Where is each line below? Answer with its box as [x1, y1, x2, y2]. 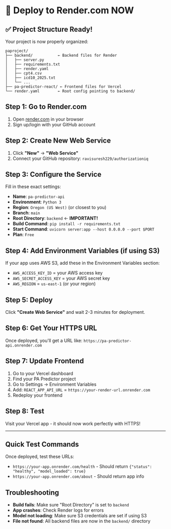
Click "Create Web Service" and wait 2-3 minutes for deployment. [5, 309, 146, 315]
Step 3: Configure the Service [5, 170, 102, 179]
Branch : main [12, 210, 40, 216]
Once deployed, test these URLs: [5, 453, 74, 459]
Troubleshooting [5, 488, 60, 497]
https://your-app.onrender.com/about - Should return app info [12, 473, 145, 479]
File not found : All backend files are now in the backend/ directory [12, 518, 151, 524]
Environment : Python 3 [12, 199, 62, 205]
